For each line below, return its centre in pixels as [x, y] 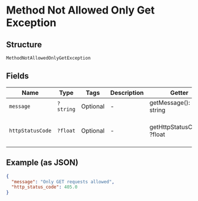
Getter [179, 93]
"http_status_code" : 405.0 [44, 187]
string [66, 109]
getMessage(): [170, 103]
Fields [18, 76]
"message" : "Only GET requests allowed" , [63, 182]
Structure [24, 45]
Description [127, 93]
